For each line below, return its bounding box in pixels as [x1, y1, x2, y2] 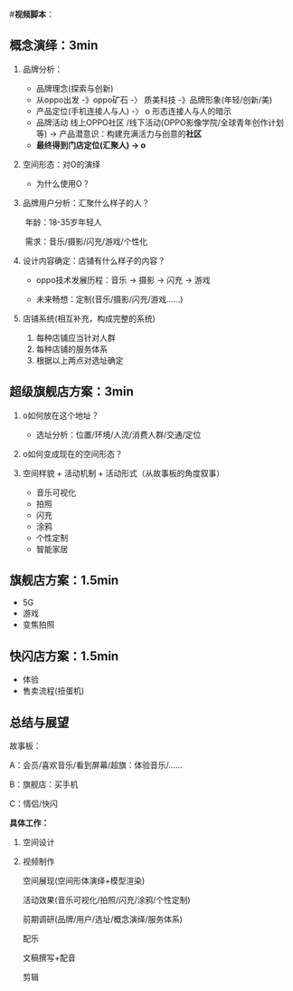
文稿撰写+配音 [22, 952, 77, 964]
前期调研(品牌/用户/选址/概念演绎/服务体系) [22, 914, 184, 925]
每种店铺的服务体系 [35, 344, 109, 355]
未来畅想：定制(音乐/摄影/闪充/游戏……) [35, 294, 184, 305]
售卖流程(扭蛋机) [22, 685, 85, 696]
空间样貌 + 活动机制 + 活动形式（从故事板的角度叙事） [22, 467, 225, 479]
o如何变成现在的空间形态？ [22, 448, 124, 459]
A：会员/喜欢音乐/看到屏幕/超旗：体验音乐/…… [9, 760, 183, 771]
